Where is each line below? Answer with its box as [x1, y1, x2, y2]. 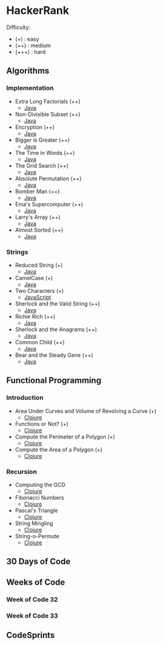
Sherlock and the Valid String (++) [15, 300, 100, 307]
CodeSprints [6, 630, 55, 640]
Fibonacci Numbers [15, 494, 65, 501]
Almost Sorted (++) [15, 226, 63, 233]
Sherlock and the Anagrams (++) [15, 325, 97, 333]
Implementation [6, 84, 54, 93]
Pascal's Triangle [15, 506, 59, 514]
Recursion [6, 467, 37, 475]
